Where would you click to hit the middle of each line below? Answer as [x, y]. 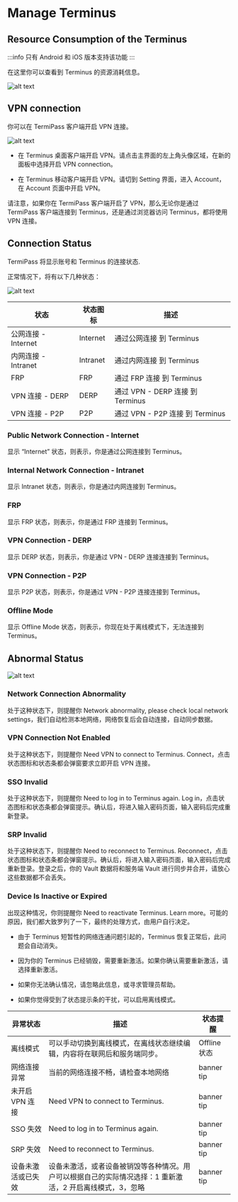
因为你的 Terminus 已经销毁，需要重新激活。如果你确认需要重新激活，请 [123, 960]
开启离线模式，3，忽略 [107, 1187]
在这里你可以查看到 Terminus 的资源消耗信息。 [75, 72]
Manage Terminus [62, 13]
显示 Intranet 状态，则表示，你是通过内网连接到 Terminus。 [94, 487]
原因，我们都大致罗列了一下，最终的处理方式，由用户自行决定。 [100, 922]
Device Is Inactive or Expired [57, 896]
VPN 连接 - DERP [40, 396]
